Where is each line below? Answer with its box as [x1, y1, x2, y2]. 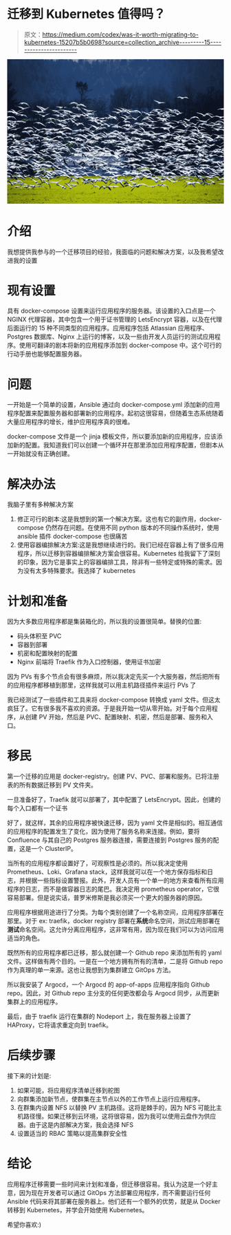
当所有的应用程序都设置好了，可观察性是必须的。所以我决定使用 [7, 859, 188, 867]
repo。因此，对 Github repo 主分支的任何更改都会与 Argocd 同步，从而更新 [7, 989, 220, 997]
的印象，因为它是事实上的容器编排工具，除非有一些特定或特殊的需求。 [16, 558, 217, 567]
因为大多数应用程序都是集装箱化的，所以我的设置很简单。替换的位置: [7, 617, 202, 626]
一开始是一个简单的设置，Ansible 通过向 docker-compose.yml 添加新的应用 [7, 401, 221, 409]
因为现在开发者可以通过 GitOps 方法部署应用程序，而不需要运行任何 [19, 1189, 211, 1197]
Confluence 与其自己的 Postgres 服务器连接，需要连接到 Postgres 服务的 [7, 836, 213, 844]
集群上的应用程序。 [7, 997, 62, 1006]
